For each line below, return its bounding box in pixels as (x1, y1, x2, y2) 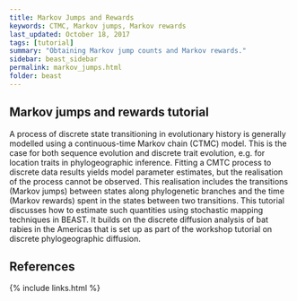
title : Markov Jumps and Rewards (9, 13, 135, 22)
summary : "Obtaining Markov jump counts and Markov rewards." (9, 47, 247, 56)
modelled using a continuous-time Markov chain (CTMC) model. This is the (9, 138, 287, 149)
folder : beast (9, 72, 63, 81)
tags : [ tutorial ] (9, 38, 74, 47)
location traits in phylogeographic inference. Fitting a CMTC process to (9, 157, 272, 168)
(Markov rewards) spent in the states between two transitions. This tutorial (9, 194, 285, 206)
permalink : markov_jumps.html (9, 64, 123, 73)
